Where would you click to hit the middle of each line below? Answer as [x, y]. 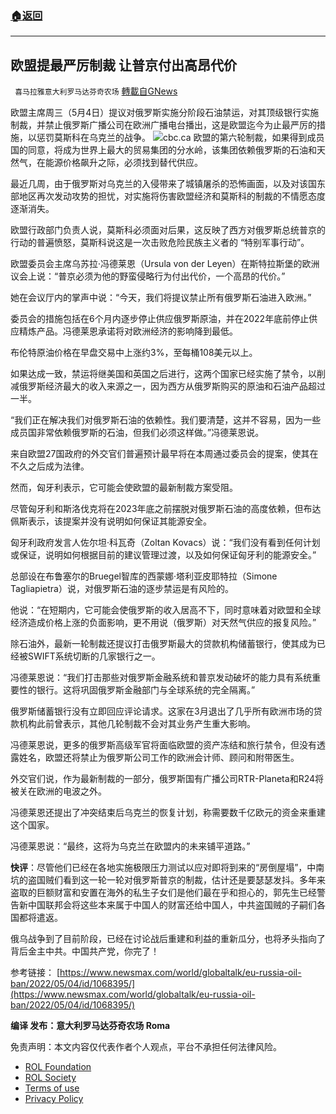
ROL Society [50, 1078]
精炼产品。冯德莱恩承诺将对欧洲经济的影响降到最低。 [128, 331]
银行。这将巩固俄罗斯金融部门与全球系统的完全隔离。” [146, 690]
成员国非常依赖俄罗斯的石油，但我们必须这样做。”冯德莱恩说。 [137, 433]
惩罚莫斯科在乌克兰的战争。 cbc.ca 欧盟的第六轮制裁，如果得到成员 [180, 138]
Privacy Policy [54, 1099]
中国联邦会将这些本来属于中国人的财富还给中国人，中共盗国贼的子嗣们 [172, 905]
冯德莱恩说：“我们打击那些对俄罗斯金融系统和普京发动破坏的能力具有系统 [161, 678]
